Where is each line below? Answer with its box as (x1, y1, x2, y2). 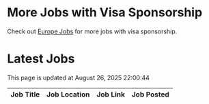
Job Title (10, 90, 40, 99)
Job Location (46, 90, 90, 99)
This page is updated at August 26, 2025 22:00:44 (7, 73, 150, 82)
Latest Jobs (7, 51, 75, 67)
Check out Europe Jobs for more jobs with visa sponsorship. (7, 27, 178, 35)
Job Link (96, 90, 125, 99)
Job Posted (131, 90, 169, 99)
